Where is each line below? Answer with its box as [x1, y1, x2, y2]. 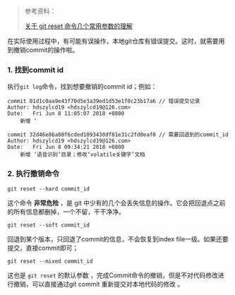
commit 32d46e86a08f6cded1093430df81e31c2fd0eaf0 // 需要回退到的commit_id [7, 131, 229, 138]
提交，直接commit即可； [7, 243, 79, 252]
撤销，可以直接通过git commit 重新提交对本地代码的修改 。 [13, 279, 184, 288]
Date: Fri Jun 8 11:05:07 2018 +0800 [7, 110, 125, 117]
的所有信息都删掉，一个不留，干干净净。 [7, 207, 125, 216]
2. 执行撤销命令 [7, 169, 60, 179]
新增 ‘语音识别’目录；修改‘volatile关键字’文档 [20, 151, 145, 158]
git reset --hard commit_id [7, 185, 90, 193]
